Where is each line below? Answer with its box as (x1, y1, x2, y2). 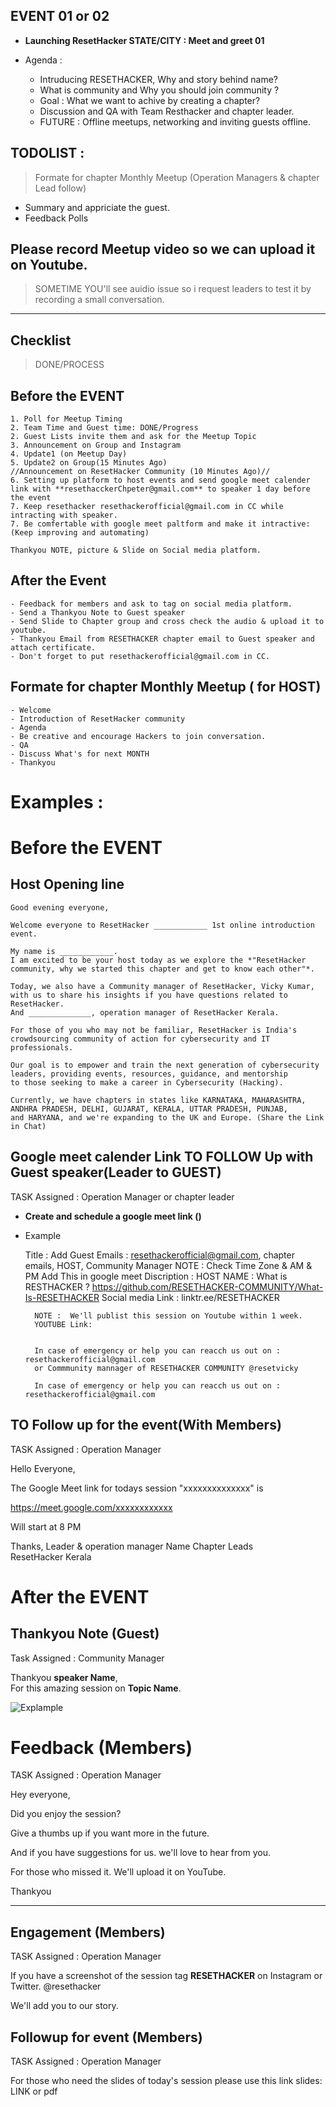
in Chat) (10, 1121, 47, 1131)
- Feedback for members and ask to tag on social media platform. (10, 599, 293, 609)
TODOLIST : (10, 145, 85, 162)
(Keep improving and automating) (10, 528, 150, 538)
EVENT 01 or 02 (10, 8, 110, 25)
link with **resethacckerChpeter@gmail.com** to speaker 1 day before (10, 484, 311, 494)
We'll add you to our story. (10, 2000, 119, 2012)
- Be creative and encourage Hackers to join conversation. (10, 731, 267, 741)
